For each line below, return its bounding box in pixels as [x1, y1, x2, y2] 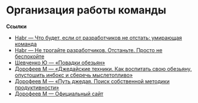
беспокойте [14, 53, 45, 60]
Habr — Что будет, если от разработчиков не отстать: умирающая [14, 34, 183, 41]
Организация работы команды [6, 4, 167, 17]
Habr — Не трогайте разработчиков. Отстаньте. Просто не [14, 46, 163, 53]
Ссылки [6, 23, 27, 30]
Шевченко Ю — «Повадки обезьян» [14, 59, 105, 66]
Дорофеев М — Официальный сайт [14, 90, 104, 97]
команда [14, 40, 37, 47]
